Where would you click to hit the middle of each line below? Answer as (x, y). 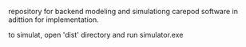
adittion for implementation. (54, 20)
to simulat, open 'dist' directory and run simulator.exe (96, 35)
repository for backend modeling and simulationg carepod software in (123, 11)
